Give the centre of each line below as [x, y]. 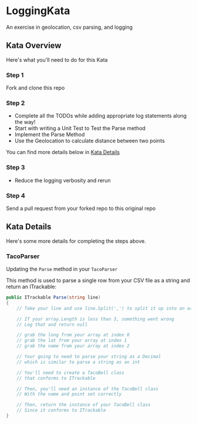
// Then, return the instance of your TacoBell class [84, 405]
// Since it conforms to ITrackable [62, 410]
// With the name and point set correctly [69, 394]
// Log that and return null [52, 325]
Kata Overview [34, 46]
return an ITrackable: [31, 287]
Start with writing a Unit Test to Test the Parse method [80, 128]
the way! [25, 122]
